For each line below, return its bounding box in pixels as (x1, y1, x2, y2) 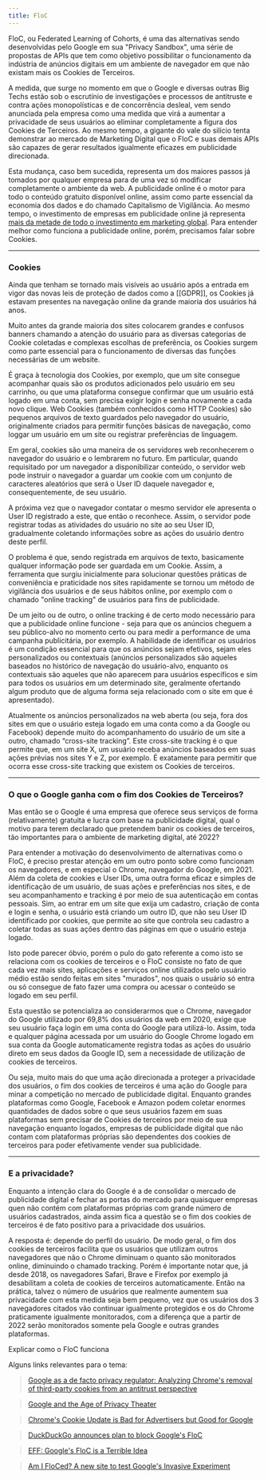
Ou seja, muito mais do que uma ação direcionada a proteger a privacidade (8, 1073, 255, 1082)
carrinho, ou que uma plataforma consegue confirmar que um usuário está (8, 387, 254, 396)
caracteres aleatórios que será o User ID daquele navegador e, (8, 478, 215, 488)
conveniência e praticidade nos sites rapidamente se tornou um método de (8, 577, 255, 587)
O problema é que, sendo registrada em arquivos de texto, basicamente (8, 552, 245, 561)
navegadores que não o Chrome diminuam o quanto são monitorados (8, 1252, 237, 1262)
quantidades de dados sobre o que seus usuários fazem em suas (8, 1107, 223, 1116)
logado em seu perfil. (8, 991, 78, 1001)
